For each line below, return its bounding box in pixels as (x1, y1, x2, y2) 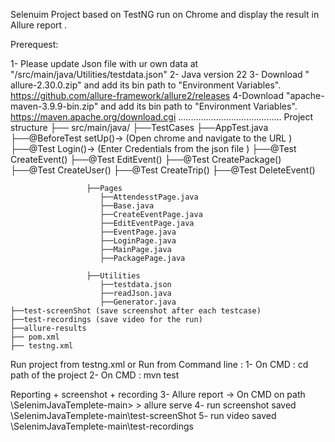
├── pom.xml (10, 332, 60, 342)
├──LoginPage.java (99, 236, 177, 246)
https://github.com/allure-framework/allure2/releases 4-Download (10, 90, 284, 101)
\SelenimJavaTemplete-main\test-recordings (10, 420, 194, 432)
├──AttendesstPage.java (99, 192, 199, 202)
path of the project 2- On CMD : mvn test (10, 369, 180, 381)
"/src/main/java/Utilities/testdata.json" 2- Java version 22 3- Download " (10, 69, 310, 80)
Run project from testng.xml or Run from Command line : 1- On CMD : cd (10, 359, 309, 370)
